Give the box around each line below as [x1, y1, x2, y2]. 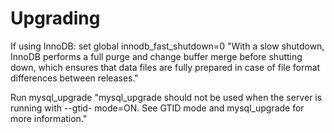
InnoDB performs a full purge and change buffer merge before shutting [10, 50, 303, 62]
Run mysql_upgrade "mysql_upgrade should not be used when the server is [10, 91, 323, 103]
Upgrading [10, 7, 101, 30]
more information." [10, 112, 88, 124]
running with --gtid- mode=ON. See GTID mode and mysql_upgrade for [10, 102, 305, 114]
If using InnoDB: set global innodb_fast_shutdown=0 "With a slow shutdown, [10, 40, 325, 52]
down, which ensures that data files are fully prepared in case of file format [10, 61, 321, 73]
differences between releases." [10, 72, 139, 84]
